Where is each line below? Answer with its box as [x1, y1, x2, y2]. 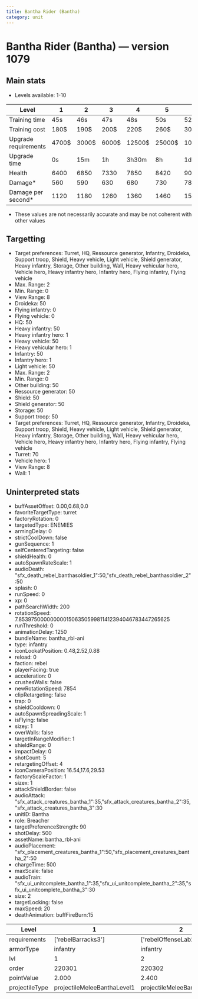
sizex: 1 [14, 779, 33, 787]
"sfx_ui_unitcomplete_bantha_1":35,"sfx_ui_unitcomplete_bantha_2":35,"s [14, 880, 192, 887]
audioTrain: [14, 874, 42, 881]
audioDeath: [14, 566, 45, 573]
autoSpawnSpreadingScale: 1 [14, 710, 86, 717]
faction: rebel [14, 660, 47, 667]
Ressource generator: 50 [14, 388, 75, 395]
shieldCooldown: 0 [14, 704, 61, 711]
